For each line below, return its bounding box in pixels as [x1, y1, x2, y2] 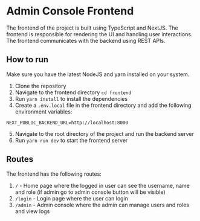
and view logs [15, 207, 50, 215]
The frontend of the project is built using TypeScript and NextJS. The [6, 24, 178, 31]
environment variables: [15, 107, 73, 115]
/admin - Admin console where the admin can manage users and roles [15, 201, 189, 208]
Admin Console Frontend [6, 4, 134, 18]
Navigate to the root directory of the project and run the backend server [15, 130, 195, 137]
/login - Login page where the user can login [15, 194, 129, 202]
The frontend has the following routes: [6, 170, 102, 178]
